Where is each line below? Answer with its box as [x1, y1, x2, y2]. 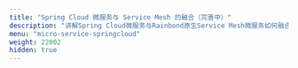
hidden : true [9, 46, 58, 55]
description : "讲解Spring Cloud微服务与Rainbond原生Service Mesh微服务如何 [9, 21, 278, 30]
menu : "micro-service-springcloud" [9, 29, 141, 38]
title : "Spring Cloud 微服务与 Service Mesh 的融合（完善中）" [9, 12, 232, 22]
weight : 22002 [9, 37, 62, 47]
